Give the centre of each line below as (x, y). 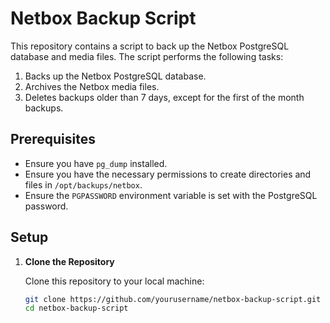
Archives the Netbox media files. (92, 86)
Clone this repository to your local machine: (114, 281)
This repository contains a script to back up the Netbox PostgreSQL (150, 46)
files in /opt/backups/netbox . (83, 184)
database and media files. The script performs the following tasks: (147, 56)
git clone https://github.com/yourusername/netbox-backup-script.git (173, 299)
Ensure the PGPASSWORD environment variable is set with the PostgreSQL (171, 195)
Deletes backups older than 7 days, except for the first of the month (164, 97)
